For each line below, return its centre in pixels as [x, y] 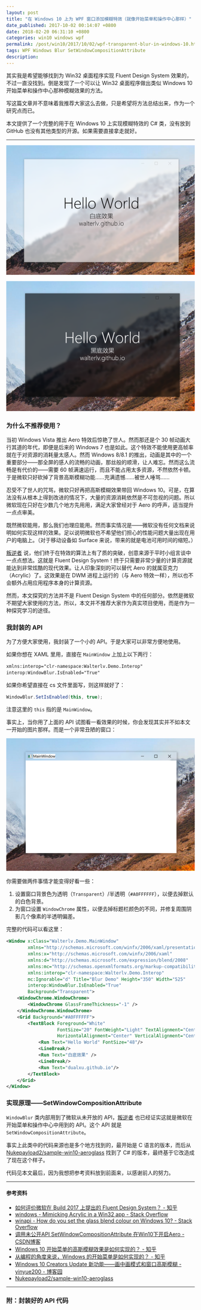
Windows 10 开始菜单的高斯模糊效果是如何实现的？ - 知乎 [86, 1249]
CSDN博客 [28, 1241]
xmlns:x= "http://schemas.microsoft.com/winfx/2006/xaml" [100, 954]
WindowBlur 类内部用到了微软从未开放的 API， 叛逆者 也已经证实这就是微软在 [99, 1117]
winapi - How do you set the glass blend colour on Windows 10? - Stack [103, 1220]
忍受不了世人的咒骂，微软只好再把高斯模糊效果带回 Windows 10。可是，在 [98, 490]
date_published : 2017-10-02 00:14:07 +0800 [61, 25]
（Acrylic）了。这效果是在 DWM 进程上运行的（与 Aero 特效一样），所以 [95, 576]
